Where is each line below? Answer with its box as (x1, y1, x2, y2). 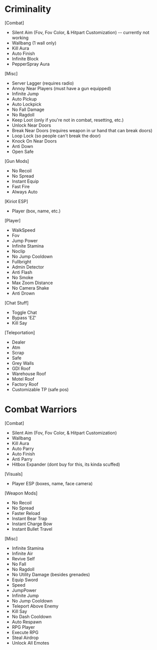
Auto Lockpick (11, 101, 42, 107)
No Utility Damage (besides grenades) (11, 571, 90, 577)
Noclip (11, 248, 26, 254)
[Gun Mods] (4, 158, 29, 164)
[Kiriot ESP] (4, 198, 28, 204)
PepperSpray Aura (11, 61, 50, 67)
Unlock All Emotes (11, 640, 50, 646)
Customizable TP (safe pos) (11, 386, 69, 392)
